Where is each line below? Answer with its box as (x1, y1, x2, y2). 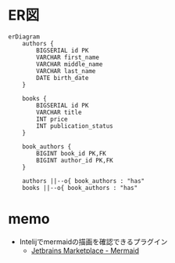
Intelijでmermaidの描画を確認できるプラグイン (19, 236, 168, 247)
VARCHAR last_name (36, 67, 96, 75)
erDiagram (8, 32, 41, 41)
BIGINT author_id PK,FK (36, 156, 113, 164)
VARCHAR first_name (36, 53, 100, 61)
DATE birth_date (36, 74, 89, 82)
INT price (36, 115, 68, 123)
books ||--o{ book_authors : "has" (22, 184, 138, 192)
